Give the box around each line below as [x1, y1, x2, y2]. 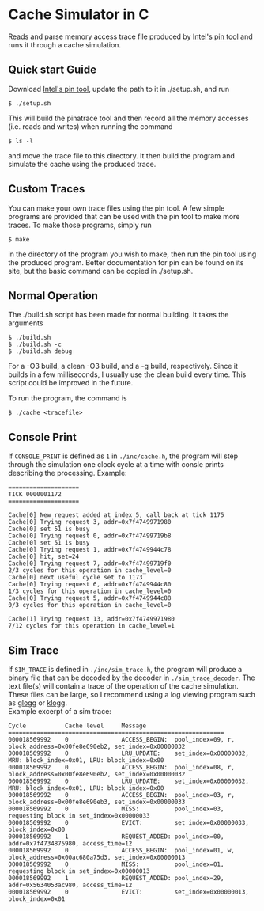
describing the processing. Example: [8, 469, 128, 478]
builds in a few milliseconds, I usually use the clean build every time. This [8, 370, 247, 379]
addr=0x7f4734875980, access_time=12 [8, 840, 133, 848]
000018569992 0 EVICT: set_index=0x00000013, [8, 888, 249, 896]
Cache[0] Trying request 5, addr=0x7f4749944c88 [8, 594, 172, 602]
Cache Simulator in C [8, 6, 149, 24]
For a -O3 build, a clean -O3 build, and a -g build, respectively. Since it [8, 362, 239, 371]
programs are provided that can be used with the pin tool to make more [8, 211, 240, 221]
